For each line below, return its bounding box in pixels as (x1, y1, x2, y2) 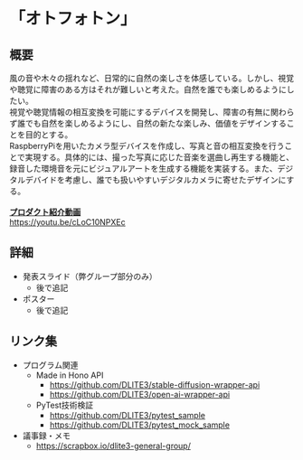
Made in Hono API (35, 370, 104, 380)
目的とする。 (24, 129, 73, 140)
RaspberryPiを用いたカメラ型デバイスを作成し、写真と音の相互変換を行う (9, 141, 285, 151)
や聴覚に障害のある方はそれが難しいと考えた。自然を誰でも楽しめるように (9, 84, 287, 95)
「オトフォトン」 (9, 8, 137, 29)
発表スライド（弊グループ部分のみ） (22, 270, 157, 281)
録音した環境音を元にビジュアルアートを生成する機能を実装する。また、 (9, 164, 278, 174)
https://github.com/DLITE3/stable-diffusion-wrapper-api (49, 379, 260, 390)
